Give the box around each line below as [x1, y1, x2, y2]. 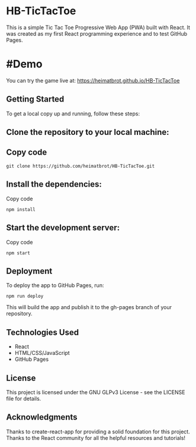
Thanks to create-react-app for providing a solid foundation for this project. [6, 428, 191, 435]
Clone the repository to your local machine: [6, 127, 170, 137]
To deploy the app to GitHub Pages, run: [6, 282, 104, 289]
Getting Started [6, 94, 65, 105]
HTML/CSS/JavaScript [14, 350, 70, 357]
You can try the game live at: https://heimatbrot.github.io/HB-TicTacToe [6, 77, 180, 84]
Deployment [6, 266, 53, 276]
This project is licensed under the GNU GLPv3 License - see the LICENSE [6, 388, 185, 396]
